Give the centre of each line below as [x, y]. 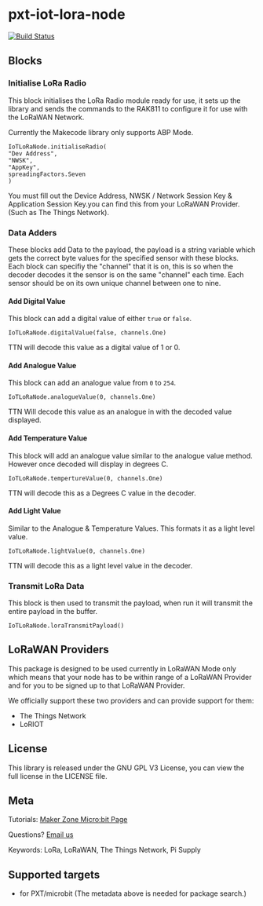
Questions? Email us [41, 835]
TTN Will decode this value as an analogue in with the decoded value [120, 412]
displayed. [25, 420]
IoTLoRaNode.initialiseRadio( [58, 147]
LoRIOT [32, 724]
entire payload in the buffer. [53, 612]
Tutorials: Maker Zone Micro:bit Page [68, 820]
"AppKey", [24, 167]
